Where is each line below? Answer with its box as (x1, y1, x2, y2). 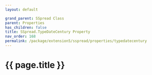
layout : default (5, 7, 38, 12)
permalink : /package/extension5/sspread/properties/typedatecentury (5, 38, 147, 44)
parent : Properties (5, 20, 45, 25)
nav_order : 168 (5, 34, 36, 39)
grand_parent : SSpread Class (5, 16, 64, 21)
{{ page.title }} (5, 59, 65, 71)
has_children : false (5, 25, 47, 30)
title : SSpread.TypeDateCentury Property (5, 30, 91, 35)
